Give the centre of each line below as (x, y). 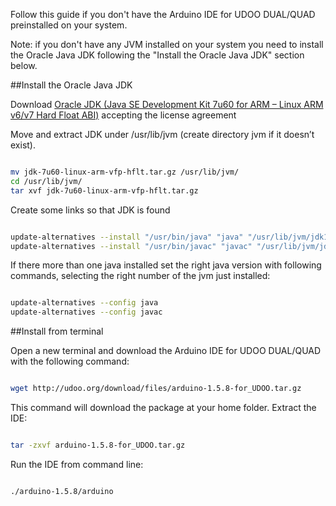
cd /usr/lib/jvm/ (46, 181)
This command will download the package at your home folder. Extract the (163, 407)
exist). (23, 145)
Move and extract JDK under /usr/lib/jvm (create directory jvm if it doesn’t (162, 134)
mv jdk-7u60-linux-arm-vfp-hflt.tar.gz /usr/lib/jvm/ (125, 172)
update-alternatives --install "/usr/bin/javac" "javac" (131, 246)
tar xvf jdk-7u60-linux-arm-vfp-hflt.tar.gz (104, 190)
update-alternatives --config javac (86, 312)
